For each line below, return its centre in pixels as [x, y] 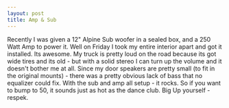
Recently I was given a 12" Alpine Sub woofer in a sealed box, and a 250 [109, 39]
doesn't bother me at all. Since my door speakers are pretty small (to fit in [111, 68]
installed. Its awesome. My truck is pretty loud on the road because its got [112, 54]
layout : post [26, 13]
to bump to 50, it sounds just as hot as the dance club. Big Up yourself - [109, 90]
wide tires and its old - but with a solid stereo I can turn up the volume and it [114, 61]
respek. [18, 97]
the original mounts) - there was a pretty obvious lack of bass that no [105, 75]
